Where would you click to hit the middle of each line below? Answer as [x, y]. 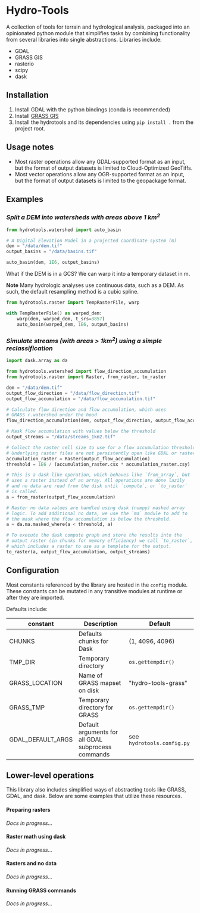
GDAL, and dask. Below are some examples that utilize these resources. [94, 796]
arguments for [98, 732]
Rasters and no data [32, 864]
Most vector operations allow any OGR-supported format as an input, [99, 174]
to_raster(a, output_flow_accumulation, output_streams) [78, 551]
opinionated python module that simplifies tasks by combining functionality [98, 33]
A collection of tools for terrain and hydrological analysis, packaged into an [98, 27]
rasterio [24, 64]
